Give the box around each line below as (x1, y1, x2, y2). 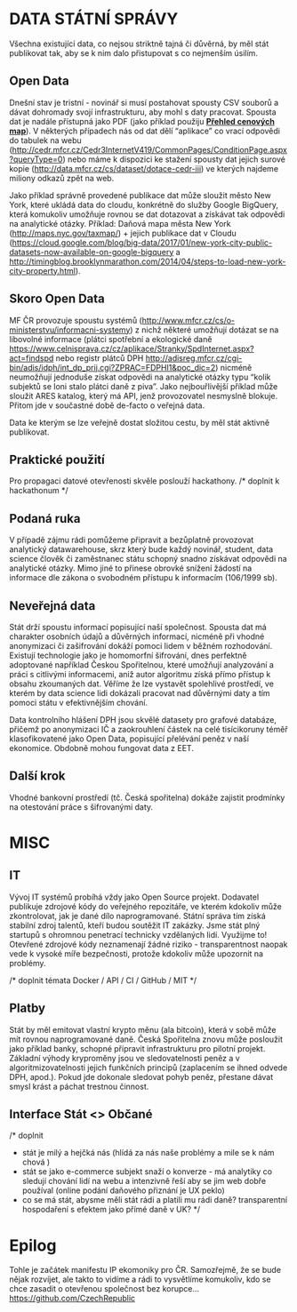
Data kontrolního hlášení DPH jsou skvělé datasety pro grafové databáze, (9, 715, 277, 724)
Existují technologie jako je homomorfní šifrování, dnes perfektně (9, 650, 247, 660)
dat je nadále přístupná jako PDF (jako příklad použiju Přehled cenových (9, 116, 276, 126)
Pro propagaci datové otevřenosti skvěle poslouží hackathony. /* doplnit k (9, 476, 280, 486)
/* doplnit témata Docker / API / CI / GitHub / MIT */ (9, 974, 197, 986)
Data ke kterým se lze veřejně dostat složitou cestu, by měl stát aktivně (9, 417, 269, 428)
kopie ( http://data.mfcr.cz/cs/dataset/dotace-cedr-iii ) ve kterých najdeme (9, 163, 278, 173)
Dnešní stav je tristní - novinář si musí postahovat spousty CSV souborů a (9, 97, 279, 108)
